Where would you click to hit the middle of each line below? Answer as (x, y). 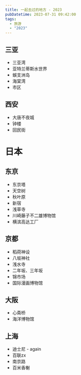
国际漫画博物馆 (27, 283)
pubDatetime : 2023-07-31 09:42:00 (41, 14)
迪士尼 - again (27, 349)
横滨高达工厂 (25, 222)
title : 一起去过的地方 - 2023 (34, 10)
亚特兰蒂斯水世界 (30, 69)
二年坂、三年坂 (27, 270)
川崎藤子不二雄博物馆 (34, 215)
